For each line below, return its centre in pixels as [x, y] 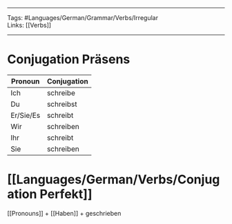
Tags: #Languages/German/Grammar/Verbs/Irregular [83, 18]
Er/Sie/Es [26, 115]
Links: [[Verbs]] [29, 25]
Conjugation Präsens [69, 60]
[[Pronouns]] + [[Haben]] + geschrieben [64, 213]
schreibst [62, 104]
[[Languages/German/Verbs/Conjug [114, 180]
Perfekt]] [66, 194]
